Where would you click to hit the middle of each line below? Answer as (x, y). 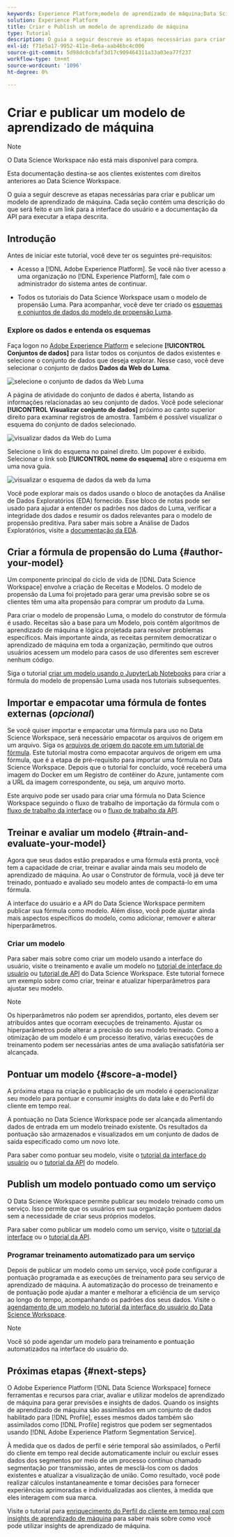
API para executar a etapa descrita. (58, 217)
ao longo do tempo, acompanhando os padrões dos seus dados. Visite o (111, 1300)
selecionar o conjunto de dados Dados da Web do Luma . (89, 367)
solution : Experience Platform (53, 20)
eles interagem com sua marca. (52, 1498)
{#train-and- (160, 833)
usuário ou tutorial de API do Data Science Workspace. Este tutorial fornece (116, 974)
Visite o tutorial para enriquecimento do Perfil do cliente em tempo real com (116, 1511)
